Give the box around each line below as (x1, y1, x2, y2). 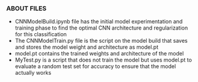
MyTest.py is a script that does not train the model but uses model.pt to (14, 56, 193, 64)
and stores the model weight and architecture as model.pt (14, 43, 158, 51)
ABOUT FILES (6, 4, 47, 13)
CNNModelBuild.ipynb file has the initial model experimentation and (14, 18, 183, 25)
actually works (14, 69, 52, 77)
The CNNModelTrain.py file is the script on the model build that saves (14, 37, 188, 45)
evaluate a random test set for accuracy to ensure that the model (14, 63, 176, 70)
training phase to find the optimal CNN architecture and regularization (14, 24, 188, 31)
